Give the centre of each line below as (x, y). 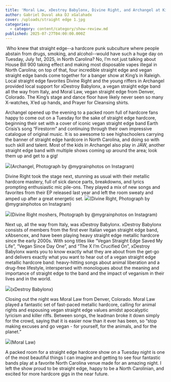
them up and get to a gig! (32, 156)
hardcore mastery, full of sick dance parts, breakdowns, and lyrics (75, 182)
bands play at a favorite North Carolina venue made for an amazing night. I (83, 363)
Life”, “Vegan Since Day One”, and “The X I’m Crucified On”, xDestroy (78, 246)
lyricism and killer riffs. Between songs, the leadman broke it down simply (82, 315)
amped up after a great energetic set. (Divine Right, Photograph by (78, 199)
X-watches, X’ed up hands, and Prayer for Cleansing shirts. (67, 102)
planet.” (13, 332)
